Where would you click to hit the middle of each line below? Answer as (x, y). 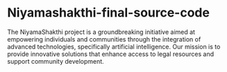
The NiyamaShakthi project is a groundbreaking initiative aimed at (101, 32)
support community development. (56, 61)
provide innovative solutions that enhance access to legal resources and (110, 54)
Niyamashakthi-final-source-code (109, 13)
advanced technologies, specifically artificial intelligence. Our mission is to (114, 46)
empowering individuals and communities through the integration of (104, 39)
